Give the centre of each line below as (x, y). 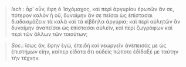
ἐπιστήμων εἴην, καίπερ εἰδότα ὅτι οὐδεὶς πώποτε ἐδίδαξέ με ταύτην (95, 52)
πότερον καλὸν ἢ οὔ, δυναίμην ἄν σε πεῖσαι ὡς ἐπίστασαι (82, 15)
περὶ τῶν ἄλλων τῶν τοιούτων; (49, 34)
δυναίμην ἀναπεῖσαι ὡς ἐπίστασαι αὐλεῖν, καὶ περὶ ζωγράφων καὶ (92, 28)
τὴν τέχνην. (26, 58)
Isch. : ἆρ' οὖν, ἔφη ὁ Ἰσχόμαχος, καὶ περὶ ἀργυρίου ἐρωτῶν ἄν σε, (92, 9)
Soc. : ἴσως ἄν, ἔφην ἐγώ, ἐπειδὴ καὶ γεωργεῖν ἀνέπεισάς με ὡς (89, 45)
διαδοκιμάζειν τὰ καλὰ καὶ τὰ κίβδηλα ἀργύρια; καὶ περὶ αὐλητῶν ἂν (96, 21)
